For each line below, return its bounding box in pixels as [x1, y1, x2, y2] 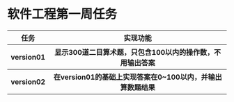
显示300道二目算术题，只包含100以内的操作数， [54, 47, 214, 57]
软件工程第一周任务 [7, 6, 118, 22]
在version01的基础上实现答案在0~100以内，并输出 [53, 72, 222, 82]
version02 [10, 77, 46, 87]
